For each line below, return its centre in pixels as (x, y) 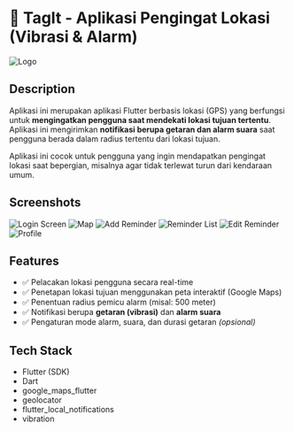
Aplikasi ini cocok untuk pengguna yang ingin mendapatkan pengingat (137, 156)
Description (42, 89)
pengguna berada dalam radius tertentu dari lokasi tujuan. (115, 139)
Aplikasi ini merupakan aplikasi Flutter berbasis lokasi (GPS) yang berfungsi (147, 111)
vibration (38, 419)
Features (34, 261)
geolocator (42, 400)
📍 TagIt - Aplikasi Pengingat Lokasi (139, 18)
